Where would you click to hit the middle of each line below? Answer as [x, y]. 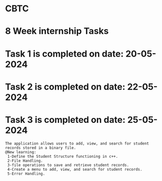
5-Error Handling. [26, 174]
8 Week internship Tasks [57, 31]
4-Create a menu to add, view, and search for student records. [75, 169]
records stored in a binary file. [41, 148]
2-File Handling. [25, 161]
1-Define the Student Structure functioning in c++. [63, 156]
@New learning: [21, 152]
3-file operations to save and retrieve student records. [68, 165]
